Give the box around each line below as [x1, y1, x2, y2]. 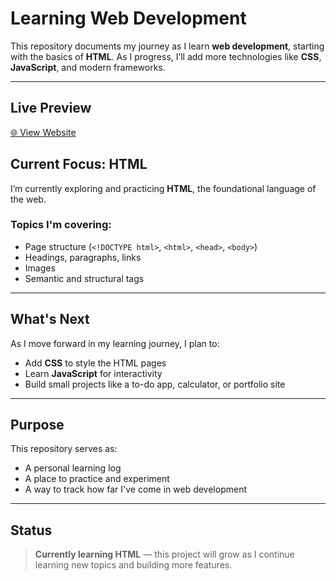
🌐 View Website [10, 126, 77, 138]
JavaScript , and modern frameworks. [10, 61, 166, 73]
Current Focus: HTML [10, 156, 148, 173]
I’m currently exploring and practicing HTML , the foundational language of [10, 182, 317, 194]
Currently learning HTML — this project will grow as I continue [34, 548, 295, 561]
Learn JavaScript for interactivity [24, 367, 163, 379]
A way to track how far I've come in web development [24, 483, 248, 496]
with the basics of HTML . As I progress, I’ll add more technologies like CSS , [10, 50, 322, 62]
